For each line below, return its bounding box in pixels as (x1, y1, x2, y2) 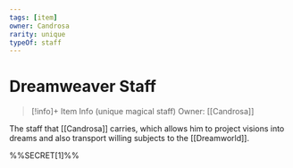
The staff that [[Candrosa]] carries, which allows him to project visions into (9, 123, 285, 134)
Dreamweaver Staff (9, 77, 156, 97)
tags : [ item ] (9, 13, 58, 22)
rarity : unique (9, 29, 66, 38)
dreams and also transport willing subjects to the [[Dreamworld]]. (9, 133, 250, 144)
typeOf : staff (9, 38, 63, 47)
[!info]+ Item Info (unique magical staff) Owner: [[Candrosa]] (30, 106, 255, 117)
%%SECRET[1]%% (9, 150, 80, 161)
